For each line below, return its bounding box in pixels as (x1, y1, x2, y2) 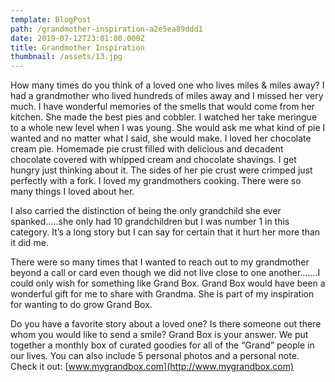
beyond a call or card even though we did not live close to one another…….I (10, 267, 321, 279)
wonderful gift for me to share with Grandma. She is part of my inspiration (10, 288, 315, 300)
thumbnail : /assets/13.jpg (10, 52, 123, 62)
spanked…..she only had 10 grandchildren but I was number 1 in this (10, 216, 290, 228)
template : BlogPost (10, 14, 92, 25)
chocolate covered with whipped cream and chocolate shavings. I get (10, 154, 297, 166)
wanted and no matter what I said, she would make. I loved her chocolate (10, 132, 312, 145)
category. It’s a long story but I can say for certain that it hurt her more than (10, 226, 321, 238)
